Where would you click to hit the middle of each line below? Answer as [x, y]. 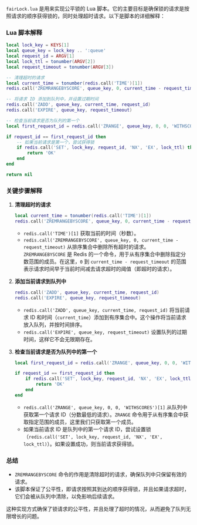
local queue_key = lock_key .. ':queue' [56, 51]
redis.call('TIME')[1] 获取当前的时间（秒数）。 [81, 233]
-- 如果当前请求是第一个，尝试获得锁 [56, 142]
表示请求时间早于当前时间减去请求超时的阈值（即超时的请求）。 [99, 268]
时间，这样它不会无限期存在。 [59, 339]
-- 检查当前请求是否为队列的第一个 [43, 120]
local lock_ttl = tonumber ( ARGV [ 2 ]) [51, 61]
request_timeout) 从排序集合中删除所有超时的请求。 [86, 247]
